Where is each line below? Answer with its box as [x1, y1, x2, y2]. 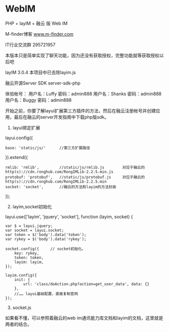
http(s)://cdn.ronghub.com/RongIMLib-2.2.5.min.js [5, 169, 114, 174]
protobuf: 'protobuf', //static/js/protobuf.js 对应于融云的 [5, 175, 145, 180]
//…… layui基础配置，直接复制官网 [14, 291, 78, 296]
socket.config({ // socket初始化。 [5, 246, 86, 252]
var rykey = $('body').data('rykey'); [5, 236, 87, 241]
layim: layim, [14, 260, 44, 265]
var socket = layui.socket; [5, 227, 64, 233]
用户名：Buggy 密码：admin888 [5, 97, 72, 103]
